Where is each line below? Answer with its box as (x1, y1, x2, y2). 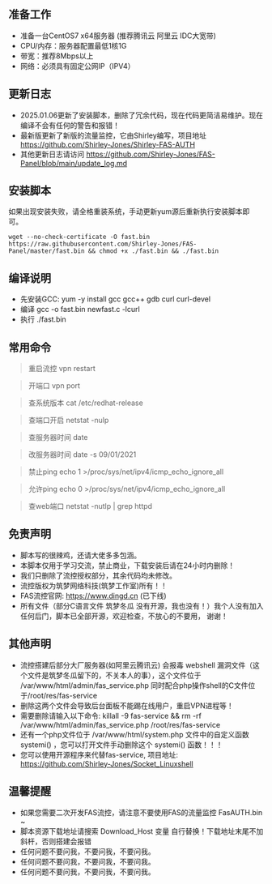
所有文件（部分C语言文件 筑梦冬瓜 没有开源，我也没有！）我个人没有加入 (19, 600, 264, 610)
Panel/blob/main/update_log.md (19, 158, 128, 168)
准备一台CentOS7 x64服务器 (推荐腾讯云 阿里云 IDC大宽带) (19, 31, 217, 41)
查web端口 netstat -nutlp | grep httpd (28, 502, 152, 511)
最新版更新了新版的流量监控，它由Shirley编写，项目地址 (19, 130, 207, 140)
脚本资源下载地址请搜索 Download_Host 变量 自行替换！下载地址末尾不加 (19, 826, 264, 836)
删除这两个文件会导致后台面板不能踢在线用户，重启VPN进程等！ (19, 700, 234, 711)
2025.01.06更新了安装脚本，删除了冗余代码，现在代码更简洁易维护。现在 (19, 110, 264, 120)
